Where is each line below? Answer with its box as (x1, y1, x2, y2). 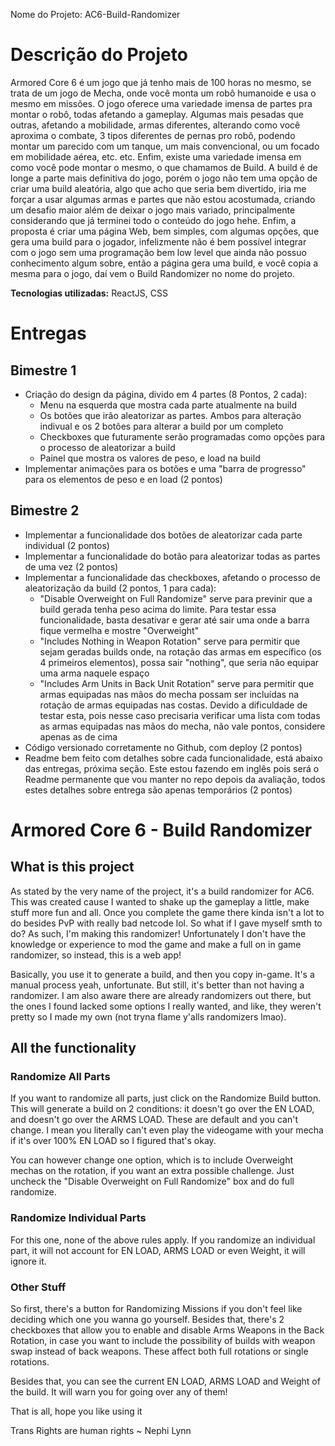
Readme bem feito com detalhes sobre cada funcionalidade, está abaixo (24, 752, 323, 764)
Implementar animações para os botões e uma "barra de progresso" (24, 462, 307, 474)
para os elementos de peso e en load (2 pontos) (24, 473, 223, 485)
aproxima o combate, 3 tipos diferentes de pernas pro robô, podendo (10, 129, 296, 141)
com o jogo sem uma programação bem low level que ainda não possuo (10, 246, 307, 258)
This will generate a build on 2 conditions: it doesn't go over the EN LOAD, (10, 1103, 315, 1115)
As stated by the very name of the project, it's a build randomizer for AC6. (10, 885, 315, 897)
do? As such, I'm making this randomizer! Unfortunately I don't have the (10, 927, 307, 939)
